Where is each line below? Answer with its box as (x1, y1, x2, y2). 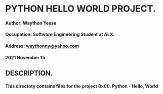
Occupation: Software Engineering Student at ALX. (5, 31, 115, 38)
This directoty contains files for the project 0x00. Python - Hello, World (5, 83, 158, 89)
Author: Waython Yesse (5, 20, 57, 26)
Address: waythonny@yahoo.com (5, 43, 79, 49)
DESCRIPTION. (5, 69, 53, 77)
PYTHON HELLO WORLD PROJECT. (5, 3, 156, 15)
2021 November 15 (5, 54, 46, 60)
